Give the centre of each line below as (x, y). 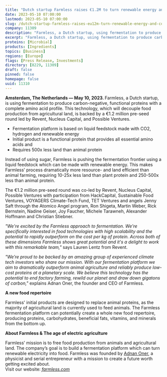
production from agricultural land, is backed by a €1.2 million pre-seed (77, 113)
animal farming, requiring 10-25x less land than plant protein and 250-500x (82, 175)
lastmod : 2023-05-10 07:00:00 (37, 19)
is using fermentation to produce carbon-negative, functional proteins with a (83, 103)
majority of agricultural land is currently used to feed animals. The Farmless (83, 307)
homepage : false (22, 79)
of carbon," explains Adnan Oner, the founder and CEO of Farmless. (75, 283)
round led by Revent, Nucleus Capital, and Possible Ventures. (68, 119)
